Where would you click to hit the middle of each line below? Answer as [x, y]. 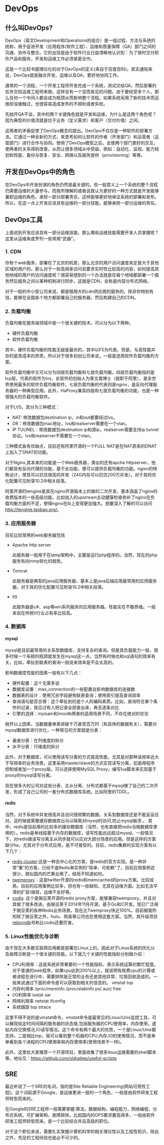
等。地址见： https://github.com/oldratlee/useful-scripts [61, 1058]
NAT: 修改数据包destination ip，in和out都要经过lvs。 [65, 417]
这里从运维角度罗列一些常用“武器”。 [41, 238]
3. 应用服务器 [20, 524]
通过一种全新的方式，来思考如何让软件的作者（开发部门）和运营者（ [86, 137]
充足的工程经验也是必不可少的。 [50, 1137]
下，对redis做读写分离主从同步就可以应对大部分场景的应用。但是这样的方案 [81, 839]
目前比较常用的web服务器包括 [35, 535]
